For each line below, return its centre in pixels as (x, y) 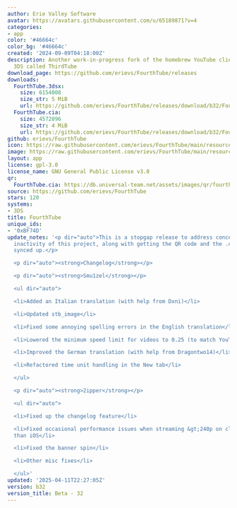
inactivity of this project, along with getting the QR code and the (118, 244)
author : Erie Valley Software (52, 14)
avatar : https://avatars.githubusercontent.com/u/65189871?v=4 (102, 20)
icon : (15, 146)
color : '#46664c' (33, 40)
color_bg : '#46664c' (38, 47)
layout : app (25, 159)
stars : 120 (23, 198)
